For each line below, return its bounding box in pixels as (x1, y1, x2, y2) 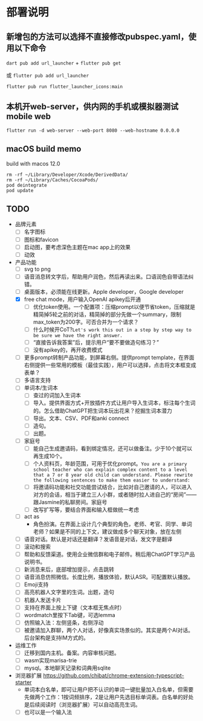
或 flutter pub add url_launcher (6, 72, 89, 79)
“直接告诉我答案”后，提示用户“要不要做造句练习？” (33, 339, 159, 346)
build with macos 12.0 (6, 160, 60, 167)
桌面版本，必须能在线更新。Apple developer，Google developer (24, 288, 184, 295)
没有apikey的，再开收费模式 (33, 346, 103, 354)
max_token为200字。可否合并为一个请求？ (33, 318, 139, 325)
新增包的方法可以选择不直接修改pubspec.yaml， (6, 31, 188, 42)
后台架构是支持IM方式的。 (24, 634, 89, 641)
